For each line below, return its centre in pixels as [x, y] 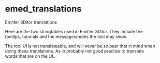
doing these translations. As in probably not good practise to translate [74, 51]
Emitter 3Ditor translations [31, 22]
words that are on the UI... [31, 56]
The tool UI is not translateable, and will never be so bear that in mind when [80, 46]
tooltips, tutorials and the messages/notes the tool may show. [66, 37]
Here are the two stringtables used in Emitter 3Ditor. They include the [74, 31]
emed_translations [44, 9]
